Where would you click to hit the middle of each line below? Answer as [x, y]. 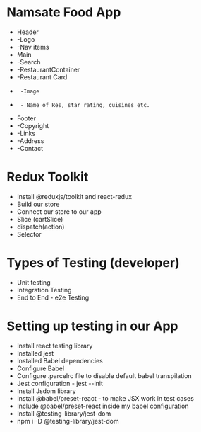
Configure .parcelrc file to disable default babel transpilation [104, 375]
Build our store [38, 204]
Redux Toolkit [48, 177]
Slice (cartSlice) [40, 219]
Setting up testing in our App [92, 326]
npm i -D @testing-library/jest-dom [68, 421]
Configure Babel [41, 368]
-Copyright [33, 125]
